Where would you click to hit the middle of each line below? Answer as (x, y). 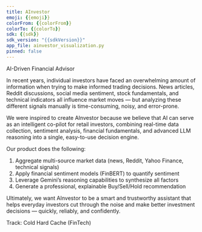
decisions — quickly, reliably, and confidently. (63, 211)
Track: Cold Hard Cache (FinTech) (49, 222)
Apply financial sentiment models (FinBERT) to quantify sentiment (97, 173)
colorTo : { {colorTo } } (34, 29)
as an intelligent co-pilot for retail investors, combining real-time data (93, 124)
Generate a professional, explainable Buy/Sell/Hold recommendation (100, 186)
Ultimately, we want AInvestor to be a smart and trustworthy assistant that (99, 198)
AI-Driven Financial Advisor (40, 68)
